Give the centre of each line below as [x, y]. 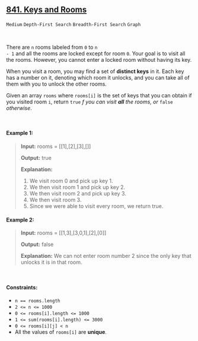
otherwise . [19, 108]
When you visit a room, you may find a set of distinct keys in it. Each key [95, 71]
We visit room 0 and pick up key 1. [71, 181]
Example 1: [20, 133]
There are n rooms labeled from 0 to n [52, 47]
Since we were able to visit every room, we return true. [96, 206]
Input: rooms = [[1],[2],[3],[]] [56, 146]
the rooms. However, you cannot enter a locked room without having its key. [99, 59]
